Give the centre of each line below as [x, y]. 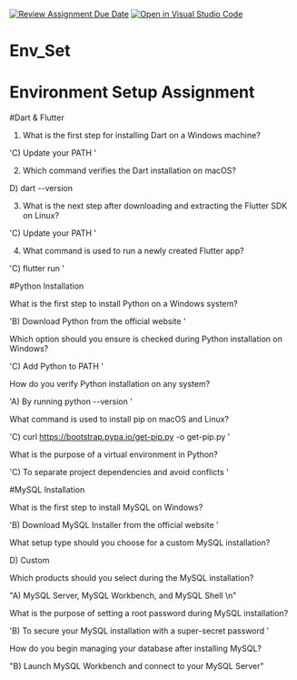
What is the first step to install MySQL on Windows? [106, 507]
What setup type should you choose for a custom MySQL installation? [140, 543]
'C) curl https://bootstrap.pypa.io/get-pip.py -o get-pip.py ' [120, 437]
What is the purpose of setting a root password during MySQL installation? [149, 614]
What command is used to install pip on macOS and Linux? [119, 420]
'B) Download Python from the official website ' [98, 321]
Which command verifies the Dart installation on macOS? [129, 171]
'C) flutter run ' [37, 269]
